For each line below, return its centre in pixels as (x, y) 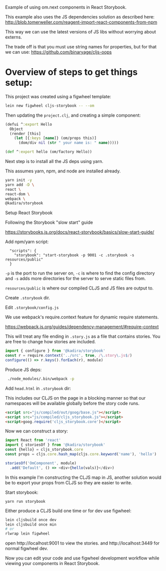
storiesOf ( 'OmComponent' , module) (41, 463)
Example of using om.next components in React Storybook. (66, 7)
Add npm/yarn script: (27, 242)
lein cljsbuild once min (31, 524)
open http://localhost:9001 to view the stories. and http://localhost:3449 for (83, 543)
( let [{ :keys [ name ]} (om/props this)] (55, 138)
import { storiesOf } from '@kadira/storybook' (55, 445)
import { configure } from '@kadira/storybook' (55, 351)
